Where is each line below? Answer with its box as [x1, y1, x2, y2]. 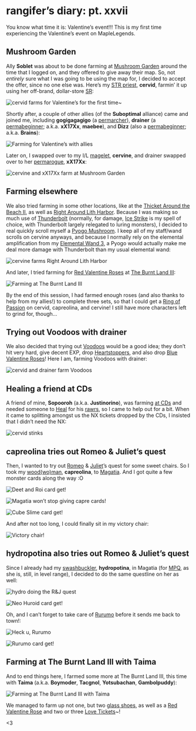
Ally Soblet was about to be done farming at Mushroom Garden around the [6, 62, 187, 69]
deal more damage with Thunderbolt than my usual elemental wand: [6, 246, 171, 253]
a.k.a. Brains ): [6, 129, 40, 136]
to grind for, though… [6, 310, 58, 317]
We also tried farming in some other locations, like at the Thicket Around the [6, 202, 190, 209]
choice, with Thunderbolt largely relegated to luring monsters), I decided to [6, 221, 188, 228]
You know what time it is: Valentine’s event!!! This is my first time [6, 24, 162, 31]
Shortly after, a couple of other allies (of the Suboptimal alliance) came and [6, 110, 189, 117]
